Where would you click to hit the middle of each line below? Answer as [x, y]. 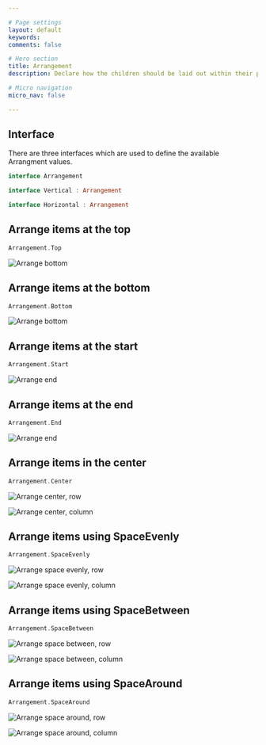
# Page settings [35, 22]
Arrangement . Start [38, 365]
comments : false [35, 44]
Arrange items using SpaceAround [95, 684]
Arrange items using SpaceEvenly [94, 536]
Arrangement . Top [35, 248]
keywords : [25, 37]
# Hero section [33, 59]
